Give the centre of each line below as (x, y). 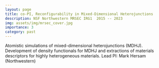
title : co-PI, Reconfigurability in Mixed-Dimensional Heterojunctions (79, 14)
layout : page (18, 9)
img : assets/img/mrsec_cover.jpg (39, 23)
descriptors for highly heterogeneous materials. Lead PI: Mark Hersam (76, 56)
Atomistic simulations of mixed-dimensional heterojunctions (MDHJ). (74, 46)
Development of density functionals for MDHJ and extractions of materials (79, 51)
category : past (20, 32)
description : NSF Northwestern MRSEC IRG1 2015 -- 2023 (64, 18)
